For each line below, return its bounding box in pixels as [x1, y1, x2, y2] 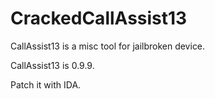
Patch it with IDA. [10, 78, 82, 91]
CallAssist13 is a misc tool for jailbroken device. [10, 40, 206, 52]
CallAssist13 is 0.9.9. [10, 59, 95, 71]
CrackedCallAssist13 [10, 7, 188, 30]
